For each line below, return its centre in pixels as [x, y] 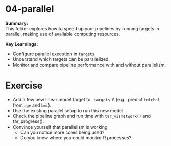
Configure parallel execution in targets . [54, 54]
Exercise [24, 86]
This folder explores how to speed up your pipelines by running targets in [82, 28]
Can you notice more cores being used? [62, 132]
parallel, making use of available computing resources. [63, 34]
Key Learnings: [22, 44]
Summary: [17, 23]
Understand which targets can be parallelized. [61, 59]
